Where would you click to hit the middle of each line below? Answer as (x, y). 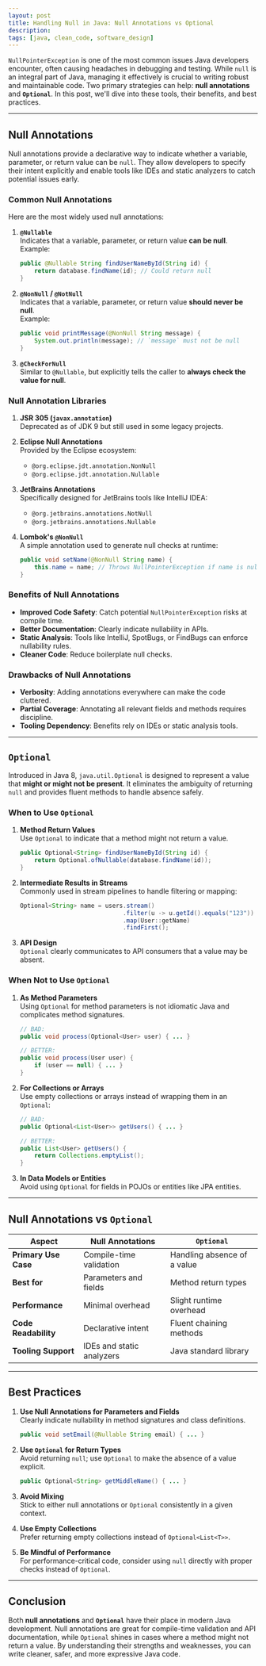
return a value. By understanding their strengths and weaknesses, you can (130, 1645)
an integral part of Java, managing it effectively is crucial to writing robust (129, 77)
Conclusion (37, 1601)
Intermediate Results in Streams (74, 883)
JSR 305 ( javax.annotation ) (66, 418)
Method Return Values (57, 830)
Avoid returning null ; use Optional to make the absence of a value (128, 1458)
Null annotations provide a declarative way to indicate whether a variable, (128, 154)
